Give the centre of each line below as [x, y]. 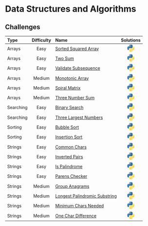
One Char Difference [76, 216]
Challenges [23, 27]
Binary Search [69, 108]
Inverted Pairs [69, 156]
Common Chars [71, 147]
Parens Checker [71, 176]
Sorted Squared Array [77, 48]
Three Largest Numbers [79, 117]
